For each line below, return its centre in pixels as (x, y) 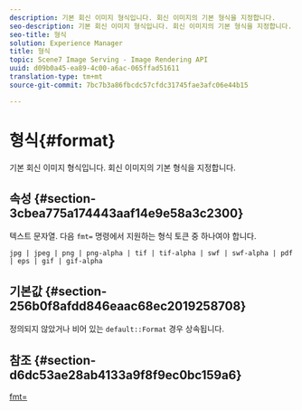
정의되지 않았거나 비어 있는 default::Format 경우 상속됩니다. (117, 329)
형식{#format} (62, 140)
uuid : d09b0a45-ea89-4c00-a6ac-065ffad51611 (94, 69)
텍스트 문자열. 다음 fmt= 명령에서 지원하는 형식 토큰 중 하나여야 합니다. (133, 236)
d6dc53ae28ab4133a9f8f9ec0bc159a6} (126, 375)
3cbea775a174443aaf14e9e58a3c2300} (127, 213)
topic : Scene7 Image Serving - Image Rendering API (109, 60)
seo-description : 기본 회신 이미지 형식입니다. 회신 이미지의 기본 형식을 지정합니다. (151, 26)
